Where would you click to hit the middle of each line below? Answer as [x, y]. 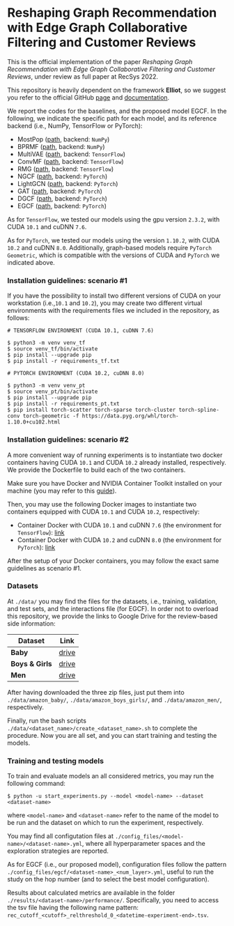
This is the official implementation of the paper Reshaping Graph [100, 61]
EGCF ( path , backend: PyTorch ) [62, 206]
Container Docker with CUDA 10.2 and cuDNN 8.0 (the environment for [119, 540]
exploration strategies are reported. [58, 851]
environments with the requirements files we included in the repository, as [114, 311]
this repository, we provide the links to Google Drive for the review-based [112, 616]
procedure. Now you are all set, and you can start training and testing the [112, 735]
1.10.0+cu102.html [34, 422]
